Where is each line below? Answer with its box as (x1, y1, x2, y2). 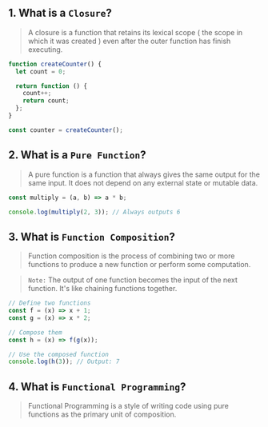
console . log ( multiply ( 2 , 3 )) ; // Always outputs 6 (8, 208, 181, 216)
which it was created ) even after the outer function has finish (27, 36, 231, 46)
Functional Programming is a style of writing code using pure (27, 401, 230, 411)
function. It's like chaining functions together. (27, 284, 178, 293)
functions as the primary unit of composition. (27, 409, 177, 419)
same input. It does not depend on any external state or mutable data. (27, 178, 258, 187)
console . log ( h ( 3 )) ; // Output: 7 (8, 357, 120, 366)
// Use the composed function (8, 350, 110, 358)
